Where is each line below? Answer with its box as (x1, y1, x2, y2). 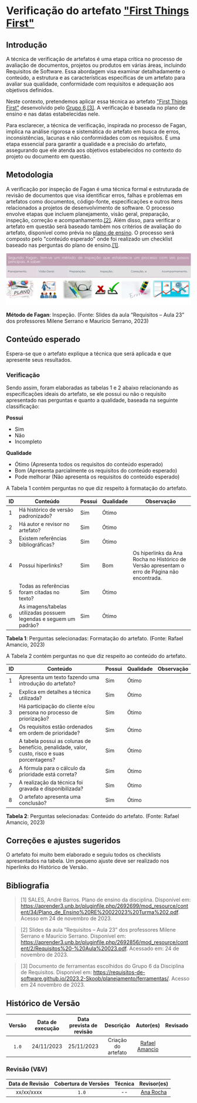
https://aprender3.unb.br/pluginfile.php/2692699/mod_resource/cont (20, 902, 189, 909)
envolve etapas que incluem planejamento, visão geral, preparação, (6, 210, 170, 218)
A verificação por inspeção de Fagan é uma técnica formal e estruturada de (6, 185, 189, 192)
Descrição (104, 1021, 130, 1029)
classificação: (6, 403, 40, 410)
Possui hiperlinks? (19, 562, 63, 569)
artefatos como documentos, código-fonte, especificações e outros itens (6, 198, 183, 205)
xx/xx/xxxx (15, 1089, 42, 1096)
